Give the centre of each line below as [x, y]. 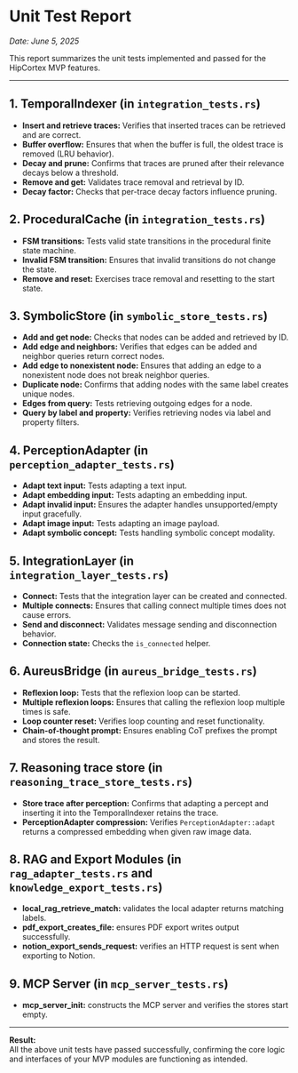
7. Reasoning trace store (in [86, 768]
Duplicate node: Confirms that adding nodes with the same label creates [155, 385]
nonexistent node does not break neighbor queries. [116, 375]
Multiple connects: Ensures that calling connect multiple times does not [154, 605]
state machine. [49, 250]
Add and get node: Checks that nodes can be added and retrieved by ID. [155, 337]
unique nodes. [48, 394]
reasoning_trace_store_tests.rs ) [101, 782]
